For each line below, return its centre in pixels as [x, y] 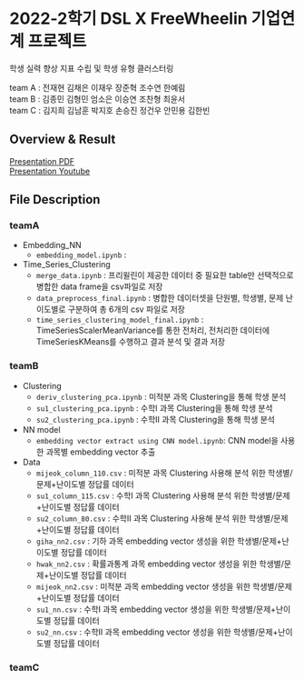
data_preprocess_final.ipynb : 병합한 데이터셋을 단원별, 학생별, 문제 [160, 298]
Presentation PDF [42, 161]
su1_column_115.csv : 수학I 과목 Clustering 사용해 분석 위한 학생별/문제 [163, 495]
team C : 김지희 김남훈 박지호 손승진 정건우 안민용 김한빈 [110, 110]
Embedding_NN [52, 245]
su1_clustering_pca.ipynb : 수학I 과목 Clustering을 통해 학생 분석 [154, 408]
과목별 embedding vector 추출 [101, 452]
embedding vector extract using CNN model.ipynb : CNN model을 [157, 440]
